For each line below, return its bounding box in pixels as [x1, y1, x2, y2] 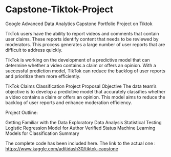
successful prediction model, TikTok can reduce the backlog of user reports [5, 68, 165, 74]
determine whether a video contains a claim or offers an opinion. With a [5, 62, 156, 68]
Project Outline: [5, 109, 38, 115]
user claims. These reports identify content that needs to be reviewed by [5, 36, 159, 42]
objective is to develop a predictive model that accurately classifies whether [5, 88, 166, 94]
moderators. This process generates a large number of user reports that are [5, 41, 165, 47]
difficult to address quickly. [5, 47, 62, 53]
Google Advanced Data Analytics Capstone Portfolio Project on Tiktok [5, 21, 153, 27]
